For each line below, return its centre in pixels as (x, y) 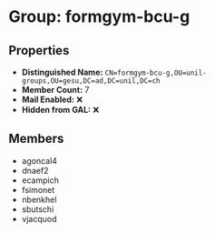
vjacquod (39, 218)
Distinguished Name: (62, 72)
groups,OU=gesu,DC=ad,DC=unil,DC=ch (91, 81)
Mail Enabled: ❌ (52, 99)
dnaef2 (35, 170)
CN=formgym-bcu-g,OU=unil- (156, 73)
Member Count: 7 (55, 90)
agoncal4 (39, 160)
